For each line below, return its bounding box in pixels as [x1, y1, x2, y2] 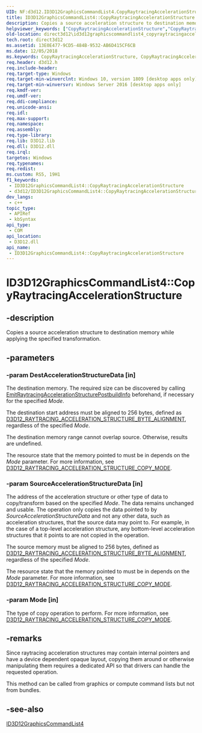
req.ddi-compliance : [6, 98, 58, 104]
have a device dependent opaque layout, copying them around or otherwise [6, 656, 194, 663]
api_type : [6, 222, 31, 228]
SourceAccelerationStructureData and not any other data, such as [6, 512, 170, 519]
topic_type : [6, 205, 36, 211]
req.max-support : [6, 115, 50, 121]
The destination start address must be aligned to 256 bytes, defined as [6, 408, 182, 416]
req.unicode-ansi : [6, 104, 52, 110]
